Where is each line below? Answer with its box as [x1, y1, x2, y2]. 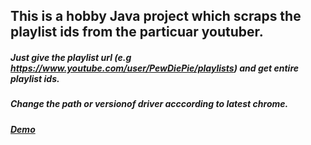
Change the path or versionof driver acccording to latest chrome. [10, 98, 289, 110]
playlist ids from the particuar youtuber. [10, 24, 264, 41]
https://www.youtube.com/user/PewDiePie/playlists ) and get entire [10, 62, 300, 74]
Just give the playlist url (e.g [10, 51, 132, 63]
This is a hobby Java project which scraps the [10, 8, 302, 25]
